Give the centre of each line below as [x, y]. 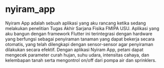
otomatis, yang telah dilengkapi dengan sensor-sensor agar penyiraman [79, 44]
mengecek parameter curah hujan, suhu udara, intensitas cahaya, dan [77, 55]
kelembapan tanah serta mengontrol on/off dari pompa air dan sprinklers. [81, 60]
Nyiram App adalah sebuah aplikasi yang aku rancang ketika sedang [75, 23]
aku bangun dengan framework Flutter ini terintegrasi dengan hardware [79, 33]
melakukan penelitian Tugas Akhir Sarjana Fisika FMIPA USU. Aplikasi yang [82, 28]
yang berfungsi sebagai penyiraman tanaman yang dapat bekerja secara [80, 39]
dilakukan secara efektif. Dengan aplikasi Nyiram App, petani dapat [74, 49]
